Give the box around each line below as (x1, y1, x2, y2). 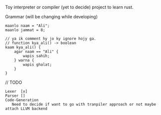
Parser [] (5, 93, 26, 98)
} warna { (14, 58, 35, 63)
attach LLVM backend (5, 106, 48, 111)
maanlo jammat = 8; (5, 28, 46, 33)
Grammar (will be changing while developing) (5, 14, 98, 19)
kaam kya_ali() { (5, 45, 41, 50)
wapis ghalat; (23, 62, 52, 67)
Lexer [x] (5, 89, 28, 94)
